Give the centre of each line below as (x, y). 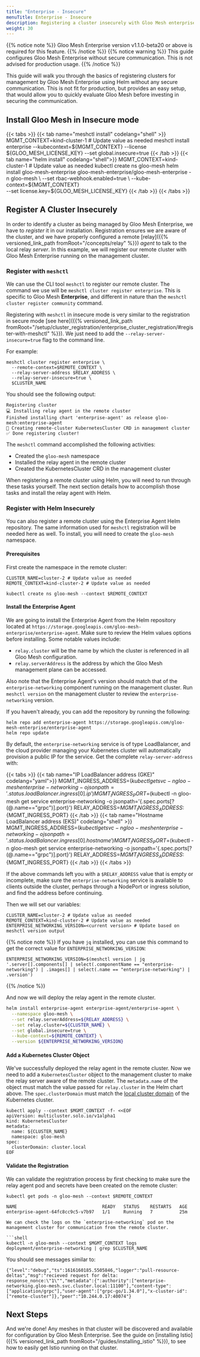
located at (18, 626)
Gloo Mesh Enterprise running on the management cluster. (78, 255)
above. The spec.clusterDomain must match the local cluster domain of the (98, 1094)
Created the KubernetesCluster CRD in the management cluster (93, 469)
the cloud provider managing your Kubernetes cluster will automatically (93, 750)
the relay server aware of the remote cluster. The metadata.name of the (92, 1081)
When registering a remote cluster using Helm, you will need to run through (99, 481)
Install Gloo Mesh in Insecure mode (73, 120)
